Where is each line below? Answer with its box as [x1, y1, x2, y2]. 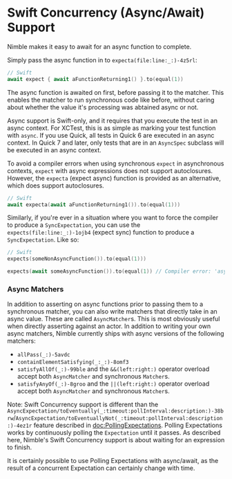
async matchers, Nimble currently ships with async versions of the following [7, 329, 224, 338]
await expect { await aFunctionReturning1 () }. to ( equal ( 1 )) [7, 75, 184, 82]
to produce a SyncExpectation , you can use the [7, 221, 141, 229]
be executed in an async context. [7, 145, 101, 154]
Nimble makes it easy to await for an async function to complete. [7, 42, 192, 51]
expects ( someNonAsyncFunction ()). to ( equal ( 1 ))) [7, 255, 147, 262]
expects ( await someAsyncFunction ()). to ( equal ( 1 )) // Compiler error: [7, 268, 212, 275]
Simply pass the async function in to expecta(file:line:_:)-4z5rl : [7, 55, 198, 64]
